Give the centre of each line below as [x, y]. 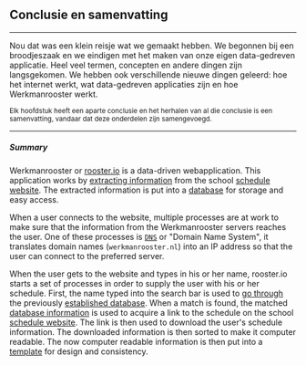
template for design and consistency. [79, 351]
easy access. [34, 199]
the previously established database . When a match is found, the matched [149, 303]
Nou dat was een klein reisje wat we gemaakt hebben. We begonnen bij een [152, 46]
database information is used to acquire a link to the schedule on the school [152, 312]
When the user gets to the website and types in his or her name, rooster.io [148, 274]
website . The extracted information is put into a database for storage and [147, 190]
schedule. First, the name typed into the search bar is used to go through [147, 293]
